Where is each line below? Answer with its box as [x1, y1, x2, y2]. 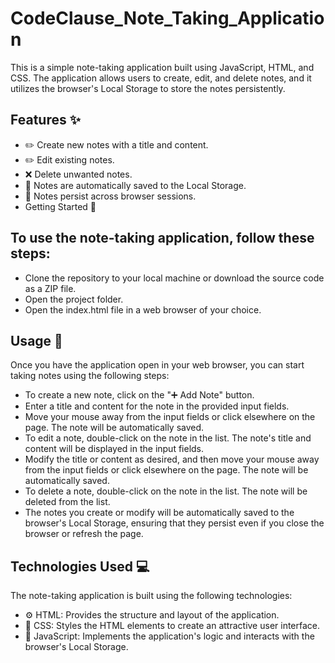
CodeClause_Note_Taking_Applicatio [10, 7, 325, 30]
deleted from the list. [24, 496, 111, 508]
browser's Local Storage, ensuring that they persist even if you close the [24, 517, 325, 529]
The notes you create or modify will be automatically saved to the [24, 507, 295, 519]
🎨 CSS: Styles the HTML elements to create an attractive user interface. [24, 620, 321, 632]
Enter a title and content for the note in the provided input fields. [24, 400, 290, 412]
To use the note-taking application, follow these [10, 230, 315, 247]
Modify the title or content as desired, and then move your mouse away [24, 453, 320, 466]
